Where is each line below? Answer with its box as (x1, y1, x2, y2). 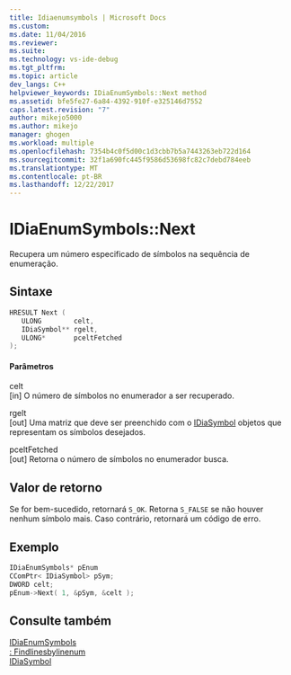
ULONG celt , (21, 316, 94, 325)
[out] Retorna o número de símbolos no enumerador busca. (9, 454, 229, 465)
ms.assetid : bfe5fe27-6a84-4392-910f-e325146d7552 (9, 96, 203, 106)
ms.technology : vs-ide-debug (9, 55, 119, 64)
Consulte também (9, 613, 112, 628)
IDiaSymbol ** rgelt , (21, 324, 99, 333)
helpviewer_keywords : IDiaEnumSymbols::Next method (9, 88, 207, 97)
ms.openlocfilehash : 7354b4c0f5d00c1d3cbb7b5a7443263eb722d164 (9, 147, 251, 155)
